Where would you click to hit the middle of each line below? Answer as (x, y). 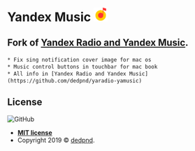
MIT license (35, 132)
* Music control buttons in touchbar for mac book (82, 66)
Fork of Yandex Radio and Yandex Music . (98, 43)
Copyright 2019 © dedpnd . (56, 140)
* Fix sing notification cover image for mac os (79, 59)
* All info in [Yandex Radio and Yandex (67, 73)
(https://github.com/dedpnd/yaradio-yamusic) (74, 80)
